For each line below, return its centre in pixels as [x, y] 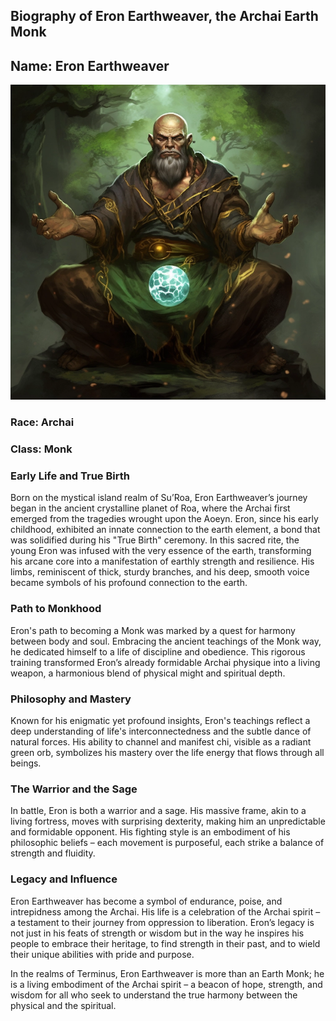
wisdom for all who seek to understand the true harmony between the [154, 995]
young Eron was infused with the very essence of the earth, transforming [161, 551]
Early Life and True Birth [70, 476]
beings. [26, 763]
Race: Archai [42, 422]
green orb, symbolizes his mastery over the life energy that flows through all [167, 752]
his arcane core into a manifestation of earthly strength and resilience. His [162, 561]
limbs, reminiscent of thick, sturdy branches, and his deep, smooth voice [160, 572]
